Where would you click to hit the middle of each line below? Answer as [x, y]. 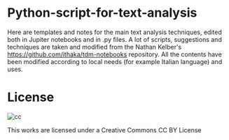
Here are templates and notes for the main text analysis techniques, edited [114, 32]
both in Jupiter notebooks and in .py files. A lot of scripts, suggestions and [114, 39]
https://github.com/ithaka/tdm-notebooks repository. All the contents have [114, 54]
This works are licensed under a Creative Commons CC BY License [104, 130]
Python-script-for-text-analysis [102, 13]
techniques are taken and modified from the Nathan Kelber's [95, 47]
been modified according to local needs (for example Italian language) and [115, 61]
